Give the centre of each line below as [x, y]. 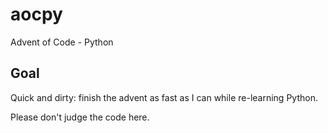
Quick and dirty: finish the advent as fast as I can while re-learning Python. [164, 97]
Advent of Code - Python [62, 42]
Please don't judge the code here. [80, 117]
